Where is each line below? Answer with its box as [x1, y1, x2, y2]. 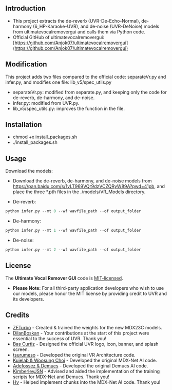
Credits [5, 311, 30, 320]
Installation [5, 120, 42, 129]
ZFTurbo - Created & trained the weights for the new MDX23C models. [12, 324, 163, 330]
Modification [5, 60, 47, 69]
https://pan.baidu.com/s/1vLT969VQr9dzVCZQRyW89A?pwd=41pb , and [12, 183, 165, 190]
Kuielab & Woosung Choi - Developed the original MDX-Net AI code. [12, 357, 158, 363]
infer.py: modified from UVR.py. [12, 100, 80, 106]
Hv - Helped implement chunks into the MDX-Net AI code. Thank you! [12, 379, 161, 385]
